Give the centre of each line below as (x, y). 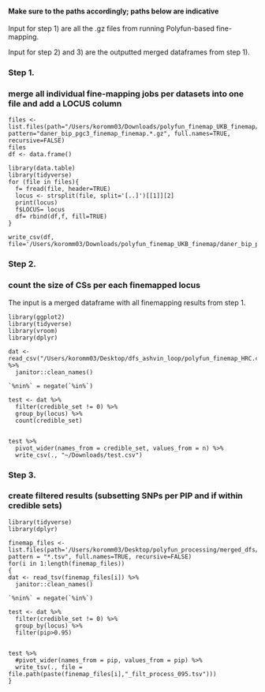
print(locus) (37, 203)
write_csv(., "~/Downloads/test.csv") (79, 455)
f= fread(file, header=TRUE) (63, 189)
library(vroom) (33, 331)
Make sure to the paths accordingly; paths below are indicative (114, 11)
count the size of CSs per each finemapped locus (105, 286)
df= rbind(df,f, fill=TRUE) (62, 217)
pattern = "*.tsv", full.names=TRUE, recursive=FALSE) (100, 556)
